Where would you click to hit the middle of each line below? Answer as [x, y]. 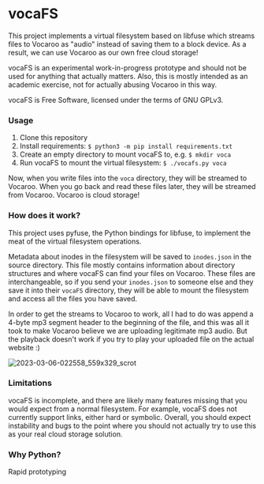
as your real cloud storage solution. [65, 434]
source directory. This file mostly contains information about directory [122, 265]
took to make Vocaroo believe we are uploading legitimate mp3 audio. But [128, 331]
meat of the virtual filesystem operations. [75, 241]
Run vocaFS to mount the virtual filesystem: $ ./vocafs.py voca [123, 163]
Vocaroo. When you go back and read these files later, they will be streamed [132, 187]
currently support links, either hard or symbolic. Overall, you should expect [130, 417]
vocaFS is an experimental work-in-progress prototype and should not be [127, 67]
